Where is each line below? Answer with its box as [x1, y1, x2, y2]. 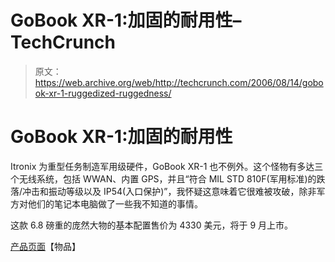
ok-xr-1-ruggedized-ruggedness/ [34, 87, 172, 99]
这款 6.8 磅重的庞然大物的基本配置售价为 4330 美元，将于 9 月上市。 [10, 219, 294, 231]
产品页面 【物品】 [10, 240, 81, 252]
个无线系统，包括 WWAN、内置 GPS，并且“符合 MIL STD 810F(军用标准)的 [10, 172, 317, 185]
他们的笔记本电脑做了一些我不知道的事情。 [27, 197, 203, 210]
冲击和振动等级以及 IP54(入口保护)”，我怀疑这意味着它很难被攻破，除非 [22, 185, 317, 197]
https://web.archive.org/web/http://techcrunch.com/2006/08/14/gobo [34, 76, 324, 88]
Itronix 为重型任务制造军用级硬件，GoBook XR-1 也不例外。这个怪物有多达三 [10, 160, 324, 172]
